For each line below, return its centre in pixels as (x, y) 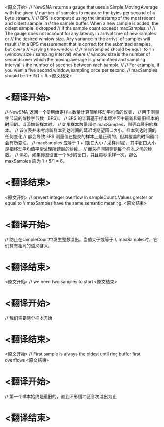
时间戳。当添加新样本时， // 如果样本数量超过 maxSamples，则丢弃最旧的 (79, 124)
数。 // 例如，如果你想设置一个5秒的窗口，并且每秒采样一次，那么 (71, 155)
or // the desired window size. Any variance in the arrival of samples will (78, 39)
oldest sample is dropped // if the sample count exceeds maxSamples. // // (80, 28)
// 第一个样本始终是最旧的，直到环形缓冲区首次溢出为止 (61, 396)
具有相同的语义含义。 (31, 245)
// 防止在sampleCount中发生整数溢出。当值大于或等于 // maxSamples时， (79, 239)
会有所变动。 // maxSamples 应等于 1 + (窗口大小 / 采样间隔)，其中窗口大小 (81, 142)
